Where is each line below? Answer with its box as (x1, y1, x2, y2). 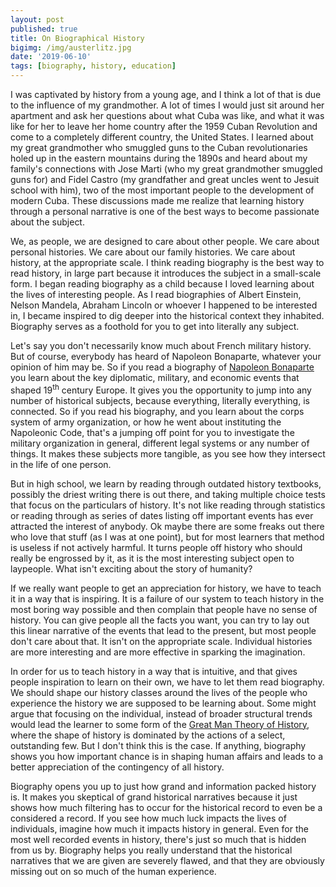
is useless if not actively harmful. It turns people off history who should (10, 541, 303, 553)
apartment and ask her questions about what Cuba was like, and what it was (10, 110, 325, 121)
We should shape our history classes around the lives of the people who (10, 686, 308, 698)
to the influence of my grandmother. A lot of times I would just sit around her (10, 99, 325, 111)
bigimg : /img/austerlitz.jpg (10, 42, 132, 53)
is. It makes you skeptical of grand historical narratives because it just (10, 791, 298, 803)
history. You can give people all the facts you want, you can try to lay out (10, 614, 310, 626)
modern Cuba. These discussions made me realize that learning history (10, 195, 305, 206)
